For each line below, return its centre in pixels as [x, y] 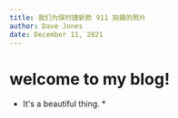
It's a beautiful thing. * [64, 104]
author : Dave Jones [46, 26]
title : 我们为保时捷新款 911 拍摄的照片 [78, 18]
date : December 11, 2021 [56, 34]
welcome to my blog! [90, 79]
